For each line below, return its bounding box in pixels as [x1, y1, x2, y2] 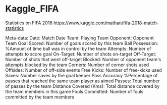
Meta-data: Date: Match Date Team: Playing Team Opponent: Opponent [5, 35, 154, 41]
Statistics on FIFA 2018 [5, 20, 53, 26]
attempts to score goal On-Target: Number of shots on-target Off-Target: [5, 51, 156, 57]
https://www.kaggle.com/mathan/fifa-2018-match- [53, 20, 159, 26]
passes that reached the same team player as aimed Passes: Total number [5, 78, 160, 84]
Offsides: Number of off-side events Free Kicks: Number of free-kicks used [5, 67, 162, 73]
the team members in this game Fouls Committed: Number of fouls [5, 88, 144, 94]
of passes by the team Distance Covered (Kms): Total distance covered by [5, 83, 160, 89]
